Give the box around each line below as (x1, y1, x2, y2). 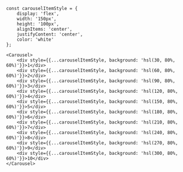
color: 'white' (17, 37, 54, 43)
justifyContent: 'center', (17, 31, 83, 37)
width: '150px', (17, 16, 57, 22)
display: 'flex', (17, 11, 60, 17)
